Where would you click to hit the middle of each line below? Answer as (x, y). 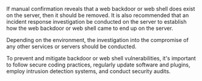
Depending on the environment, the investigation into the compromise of (98, 40)
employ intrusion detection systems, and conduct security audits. (88, 71)
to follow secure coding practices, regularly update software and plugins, (98, 65)
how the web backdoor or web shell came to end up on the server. (90, 28)
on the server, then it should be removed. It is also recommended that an (98, 15)
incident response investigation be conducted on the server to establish (97, 22)
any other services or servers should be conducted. (71, 46)
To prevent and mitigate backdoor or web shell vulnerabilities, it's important (101, 58)
